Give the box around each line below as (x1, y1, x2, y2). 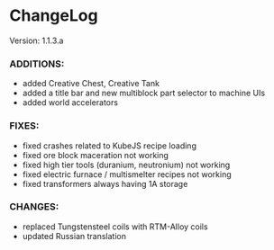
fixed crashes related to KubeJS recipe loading (22, 140, 196, 151)
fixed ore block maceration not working (22, 149, 169, 160)
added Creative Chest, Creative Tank (22, 78, 160, 89)
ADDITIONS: (9, 58, 65, 70)
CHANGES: (9, 201, 59, 213)
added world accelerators (22, 97, 119, 108)
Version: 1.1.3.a (9, 35, 64, 46)
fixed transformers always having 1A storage (22, 178, 188, 189)
